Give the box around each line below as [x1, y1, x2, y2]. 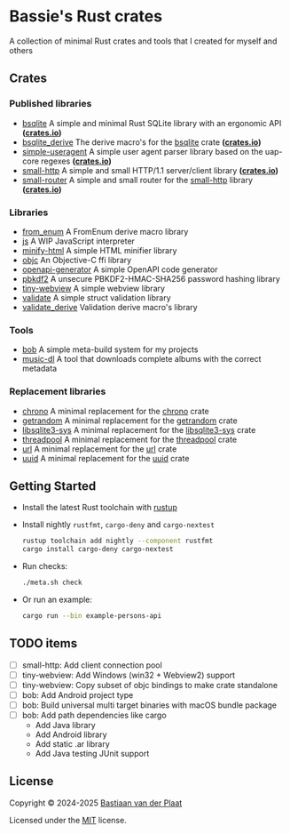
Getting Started [9, 478, 97, 493]
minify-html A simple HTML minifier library [21, 245, 177, 255]
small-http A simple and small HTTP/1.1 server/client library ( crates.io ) [21, 164, 279, 175]
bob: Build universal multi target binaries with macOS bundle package [21, 700, 278, 710]
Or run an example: [21, 594, 93, 605]
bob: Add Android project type [21, 689, 134, 700]
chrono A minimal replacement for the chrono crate [21, 405, 210, 416]
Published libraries [9, 98, 92, 110]
